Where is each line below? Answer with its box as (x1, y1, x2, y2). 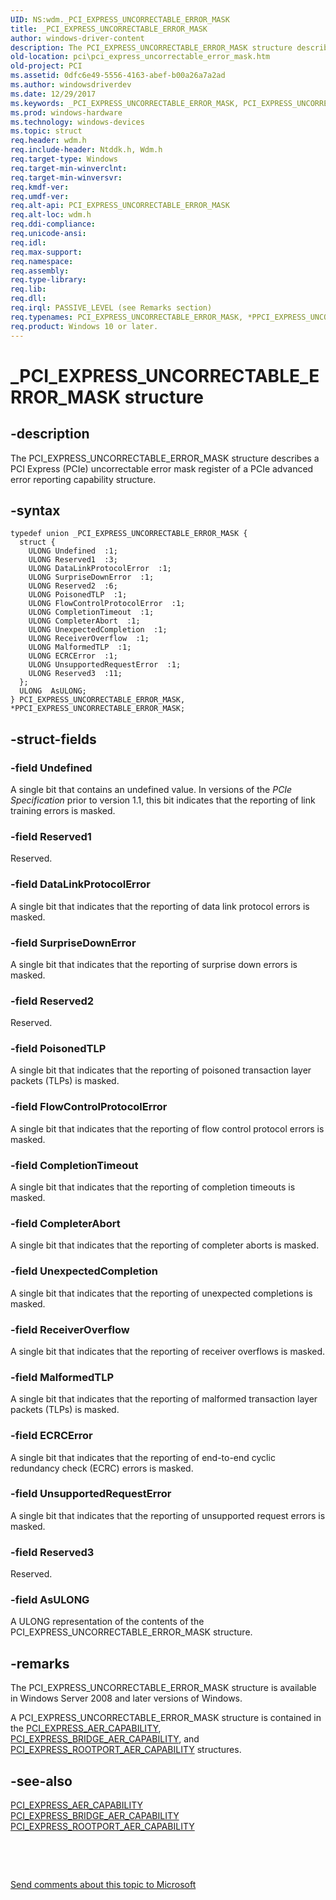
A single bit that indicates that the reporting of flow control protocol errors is (10, 1122, 325, 1135)
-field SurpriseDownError (10, 936, 137, 950)
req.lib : (10, 284, 47, 295)
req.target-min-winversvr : (10, 172, 123, 183)
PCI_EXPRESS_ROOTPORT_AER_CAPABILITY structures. (10, 1744, 242, 1756)
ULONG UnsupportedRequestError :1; (28, 660, 182, 670)
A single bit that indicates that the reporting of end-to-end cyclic (10, 1451, 276, 1463)
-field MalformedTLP (10, 1370, 114, 1384)
